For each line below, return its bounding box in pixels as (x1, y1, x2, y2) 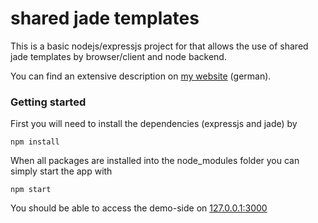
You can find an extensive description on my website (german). (10, 70, 272, 82)
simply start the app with (10, 165, 113, 177)
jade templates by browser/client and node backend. (10, 50, 227, 62)
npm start (10, 185, 52, 195)
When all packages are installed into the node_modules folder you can (10, 155, 300, 167)
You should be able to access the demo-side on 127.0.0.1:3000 (10, 202, 268, 214)
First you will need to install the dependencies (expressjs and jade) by (10, 118, 298, 130)
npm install (10, 137, 60, 147)
